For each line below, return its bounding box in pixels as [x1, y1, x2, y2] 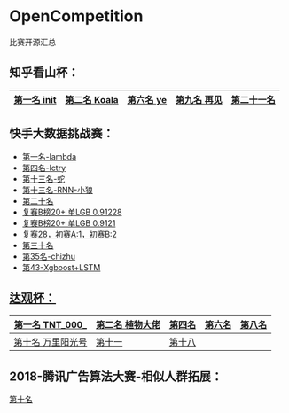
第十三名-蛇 [21, 173, 66, 183]
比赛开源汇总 [9, 36, 56, 47]
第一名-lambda [21, 151, 77, 161]
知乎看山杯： [9, 65, 80, 81]
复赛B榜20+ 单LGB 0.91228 [21, 206, 122, 217]
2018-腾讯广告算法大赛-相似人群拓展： [9, 369, 223, 384]
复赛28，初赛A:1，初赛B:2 [21, 229, 118, 239]
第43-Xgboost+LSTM [21, 261, 101, 272]
